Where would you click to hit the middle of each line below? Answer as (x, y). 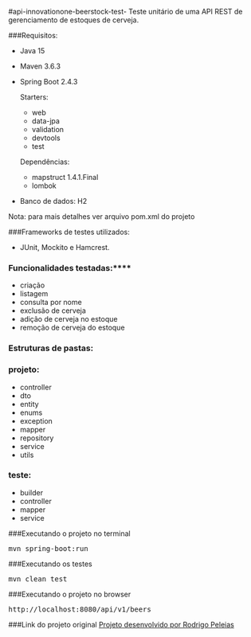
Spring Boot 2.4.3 (49, 82)
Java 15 (32, 51)
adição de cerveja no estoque (69, 319)
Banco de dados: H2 (53, 201)
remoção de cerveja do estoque (72, 328)
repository (37, 438)
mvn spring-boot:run (49, 548)
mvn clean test (38, 579)
